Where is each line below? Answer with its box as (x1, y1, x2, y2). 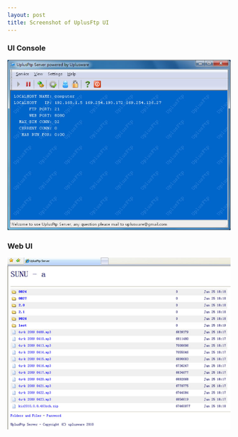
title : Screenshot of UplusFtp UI (7, 18, 110, 26)
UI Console (7, 43, 46, 53)
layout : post (7, 11, 46, 18)
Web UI (7, 242, 33, 252)
